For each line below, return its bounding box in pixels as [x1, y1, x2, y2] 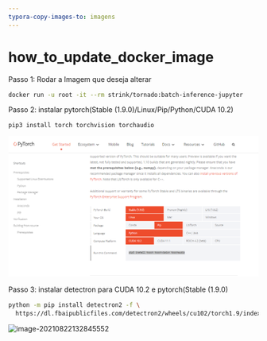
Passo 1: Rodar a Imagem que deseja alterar [8, 74, 152, 83]
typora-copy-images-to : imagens [8, 13, 115, 21]
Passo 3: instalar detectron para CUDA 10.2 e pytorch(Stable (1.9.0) [8, 285, 229, 294]
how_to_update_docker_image [8, 48, 215, 66]
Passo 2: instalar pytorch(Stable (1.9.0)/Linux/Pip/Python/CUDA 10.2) [8, 105, 234, 114]
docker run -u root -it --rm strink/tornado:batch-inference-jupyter [8, 91, 244, 99]
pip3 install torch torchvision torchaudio [8, 122, 155, 130]
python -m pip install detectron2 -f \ [8, 301, 141, 309]
